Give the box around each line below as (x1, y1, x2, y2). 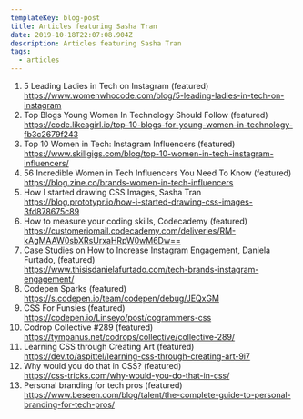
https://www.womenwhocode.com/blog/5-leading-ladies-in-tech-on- (23, 90, 285, 101)
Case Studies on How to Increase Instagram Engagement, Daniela (23, 244, 271, 255)
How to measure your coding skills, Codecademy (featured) (23, 215, 248, 226)
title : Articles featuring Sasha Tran (10, 22, 157, 31)
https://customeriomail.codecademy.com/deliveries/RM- (23, 225, 237, 236)
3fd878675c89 (23, 206, 80, 216)
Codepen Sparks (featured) (23, 284, 126, 294)
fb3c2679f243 (23, 129, 79, 139)
